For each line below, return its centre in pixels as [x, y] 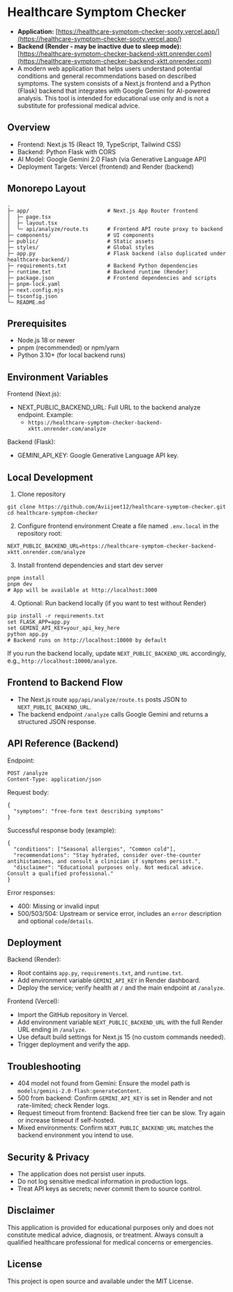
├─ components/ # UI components [81, 235]
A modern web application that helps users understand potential [110, 68]
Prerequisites [37, 323]
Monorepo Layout [46, 189]
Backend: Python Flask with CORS [67, 151]
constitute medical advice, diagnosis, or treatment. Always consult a [105, 1235]
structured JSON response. [57, 721]
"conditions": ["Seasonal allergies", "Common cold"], [95, 849]
